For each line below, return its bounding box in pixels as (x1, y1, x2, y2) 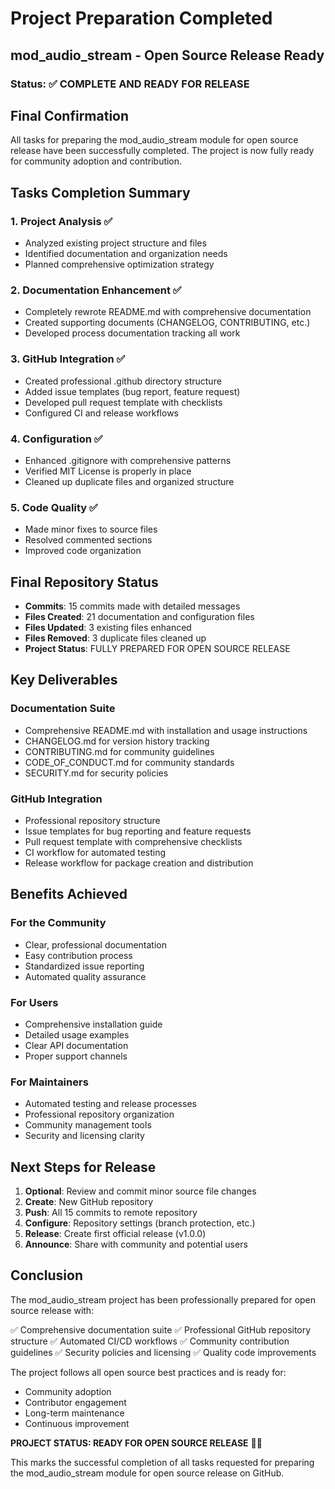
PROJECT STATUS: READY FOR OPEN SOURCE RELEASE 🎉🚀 (10, 1437, 263, 1449)
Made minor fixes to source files (24, 523, 158, 536)
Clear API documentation (24, 1039, 129, 1051)
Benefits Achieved (10, 886, 128, 903)
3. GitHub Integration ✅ (10, 352, 126, 366)
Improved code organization (24, 545, 142, 557)
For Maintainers (10, 1075, 89, 1089)
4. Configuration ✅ (10, 432, 103, 446)
